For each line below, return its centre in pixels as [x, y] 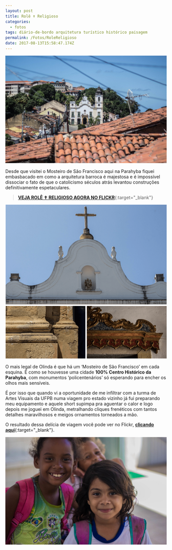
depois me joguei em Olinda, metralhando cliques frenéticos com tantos [81, 409]
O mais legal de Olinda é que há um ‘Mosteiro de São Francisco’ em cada [82, 367]
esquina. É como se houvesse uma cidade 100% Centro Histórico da [78, 372]
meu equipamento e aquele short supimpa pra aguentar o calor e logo [79, 404]
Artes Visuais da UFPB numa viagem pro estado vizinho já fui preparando [83, 399]
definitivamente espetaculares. [38, 187]
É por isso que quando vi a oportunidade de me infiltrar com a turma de [81, 393]
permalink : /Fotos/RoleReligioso [41, 38]
